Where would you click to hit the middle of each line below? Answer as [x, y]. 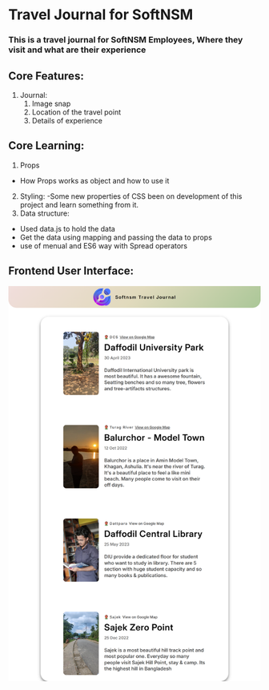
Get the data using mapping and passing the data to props [116, 237]
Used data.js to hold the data [68, 228]
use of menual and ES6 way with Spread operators [104, 245]
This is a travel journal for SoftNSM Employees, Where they [126, 40]
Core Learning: [46, 146]
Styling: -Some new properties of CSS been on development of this [131, 196]
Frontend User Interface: [71, 271]
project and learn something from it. [79, 204]
